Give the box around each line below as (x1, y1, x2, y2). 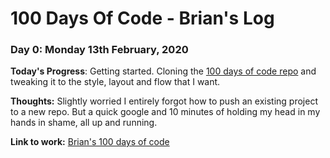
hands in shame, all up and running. (10, 117, 158, 129)
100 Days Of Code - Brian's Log (10, 7, 275, 30)
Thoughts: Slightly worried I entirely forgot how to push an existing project (10, 95, 318, 107)
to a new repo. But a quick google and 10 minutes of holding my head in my (10, 106, 321, 118)
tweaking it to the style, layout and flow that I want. (10, 76, 221, 88)
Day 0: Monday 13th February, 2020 (10, 43, 189, 57)
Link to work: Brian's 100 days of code (10, 136, 170, 148)
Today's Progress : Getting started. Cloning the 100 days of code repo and (10, 65, 317, 77)
